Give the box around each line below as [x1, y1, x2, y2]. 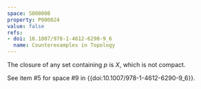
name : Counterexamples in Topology [13, 42, 116, 49]
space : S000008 [7, 10, 51, 17]
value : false [7, 23, 45, 29]
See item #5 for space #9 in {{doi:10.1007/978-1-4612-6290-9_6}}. [7, 74, 195, 82]
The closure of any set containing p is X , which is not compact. [7, 61, 186, 68]
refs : [7, 29, 23, 36]
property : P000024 [7, 16, 60, 23]
